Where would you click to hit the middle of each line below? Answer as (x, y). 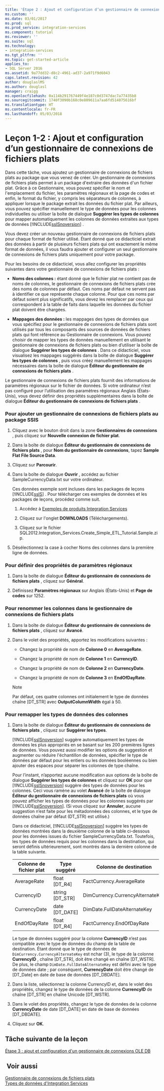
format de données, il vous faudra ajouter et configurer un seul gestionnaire (81, 249)
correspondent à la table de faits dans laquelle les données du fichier (82, 304)
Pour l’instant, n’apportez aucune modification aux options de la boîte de (85, 775)
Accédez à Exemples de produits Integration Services (73, 508)
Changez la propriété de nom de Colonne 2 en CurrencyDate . (82, 668)
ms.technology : (20, 46)
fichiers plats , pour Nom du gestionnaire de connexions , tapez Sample (85, 450)
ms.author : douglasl (26, 87)
